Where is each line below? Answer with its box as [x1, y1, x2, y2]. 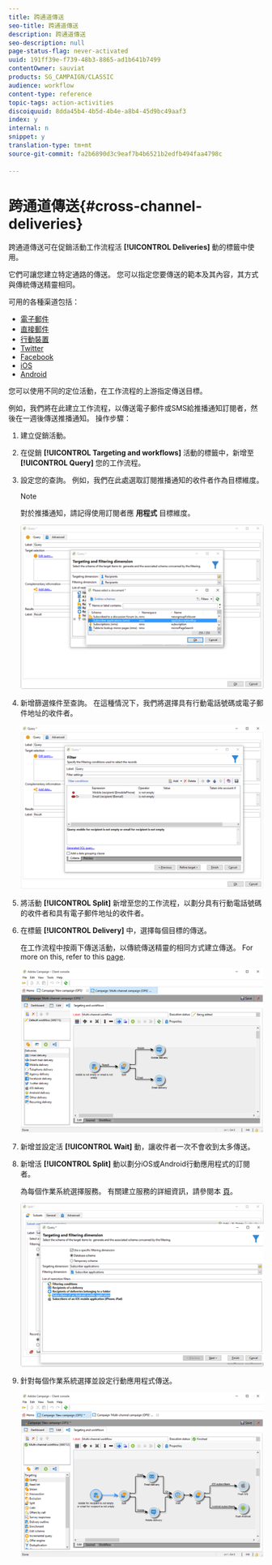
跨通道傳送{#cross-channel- [8, 197, 202, 215]
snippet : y [8, 133, 45, 141]
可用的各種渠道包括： [8, 297, 79, 307]
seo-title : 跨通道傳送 [8, 21, 79, 30]
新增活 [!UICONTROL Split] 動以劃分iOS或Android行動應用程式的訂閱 [19, 1159, 251, 1169]
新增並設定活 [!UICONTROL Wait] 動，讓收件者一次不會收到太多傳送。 [19, 1141, 255, 1151]
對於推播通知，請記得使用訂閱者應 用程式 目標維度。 [19, 508, 195, 518]
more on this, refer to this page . [19, 951, 125, 961]
